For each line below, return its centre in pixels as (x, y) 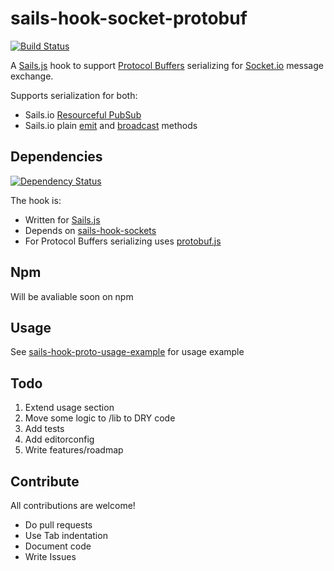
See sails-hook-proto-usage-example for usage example (127, 352)
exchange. (32, 76)
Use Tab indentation (66, 535)
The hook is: (36, 200)
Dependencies (56, 157)
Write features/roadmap (74, 450)
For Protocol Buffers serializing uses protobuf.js (123, 241)
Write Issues (50, 556)
